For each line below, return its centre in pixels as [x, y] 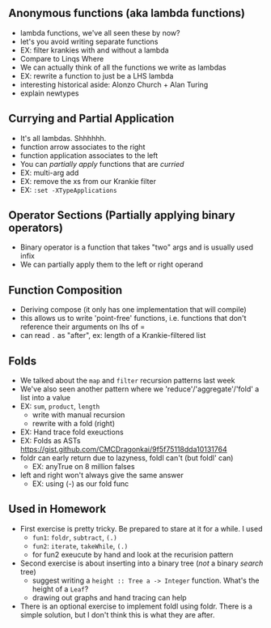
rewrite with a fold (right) [74, 424]
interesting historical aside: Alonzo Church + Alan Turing [114, 84]
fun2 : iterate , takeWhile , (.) [80, 545]
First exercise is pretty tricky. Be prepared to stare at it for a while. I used [141, 528]
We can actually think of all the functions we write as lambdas [123, 67]
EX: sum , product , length [60, 406]
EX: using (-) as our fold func [80, 484]
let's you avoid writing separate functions [89, 41]
